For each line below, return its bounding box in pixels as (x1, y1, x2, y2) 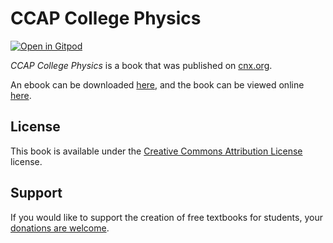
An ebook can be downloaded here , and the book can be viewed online (10, 78, 305, 91)
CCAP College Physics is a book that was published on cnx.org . (10, 59, 273, 71)
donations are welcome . (10, 222, 110, 234)
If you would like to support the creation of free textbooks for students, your (10, 211, 323, 223)
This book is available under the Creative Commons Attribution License (10, 145, 303, 157)
